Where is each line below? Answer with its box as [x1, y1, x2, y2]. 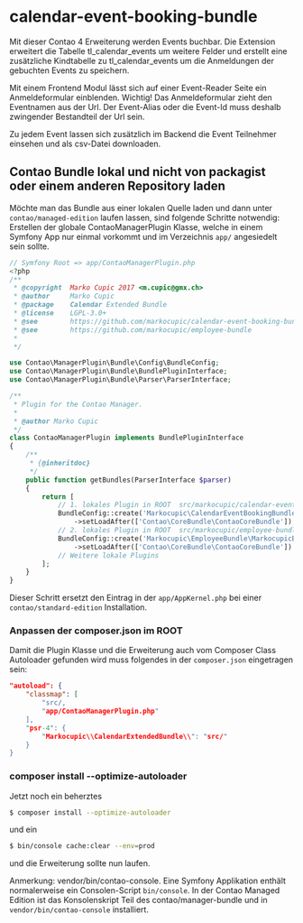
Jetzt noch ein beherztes [9, 790, 102, 801]
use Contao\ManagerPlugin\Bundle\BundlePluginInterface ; [9, 367, 228, 376]
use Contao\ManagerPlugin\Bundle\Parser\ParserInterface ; [9, 375, 232, 384]
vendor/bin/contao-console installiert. [9, 904, 149, 915]
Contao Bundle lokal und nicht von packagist [9, 164, 266, 180]
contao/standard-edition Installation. [9, 602, 147, 613]
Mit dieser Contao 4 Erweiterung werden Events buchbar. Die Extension [9, 36, 276, 47]
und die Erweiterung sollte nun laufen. [9, 858, 151, 869]
